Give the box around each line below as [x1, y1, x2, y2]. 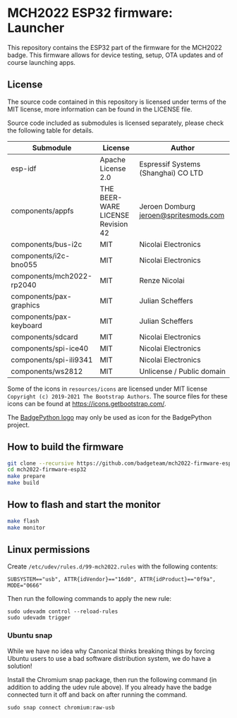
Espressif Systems [139, 159, 201, 169]
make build [7, 480, 39, 487]
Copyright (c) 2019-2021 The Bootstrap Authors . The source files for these [7, 391, 228, 400]
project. [7, 420, 30, 429]
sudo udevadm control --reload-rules [7, 608, 119, 615]
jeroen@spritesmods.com [139, 210, 225, 220]
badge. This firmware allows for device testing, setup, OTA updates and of [7, 51, 224, 59]
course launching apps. [7, 58, 76, 66]
